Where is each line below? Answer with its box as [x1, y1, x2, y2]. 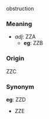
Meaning [6, 20, 32, 28]
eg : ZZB [23, 40, 43, 47]
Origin [6, 54, 25, 63]
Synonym [6, 82, 34, 91]
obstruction [6, 5, 34, 12]
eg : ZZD [6, 96, 26, 103]
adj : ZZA [14, 33, 36, 40]
